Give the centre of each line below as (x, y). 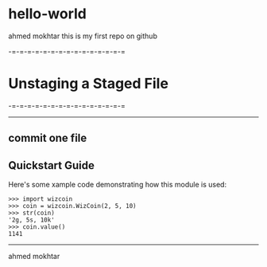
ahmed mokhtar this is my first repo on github (83, 36)
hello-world (48, 14)
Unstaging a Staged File (89, 84)
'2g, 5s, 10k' (32, 220)
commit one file (48, 138)
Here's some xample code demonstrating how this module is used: (118, 185)
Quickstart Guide (52, 165)
